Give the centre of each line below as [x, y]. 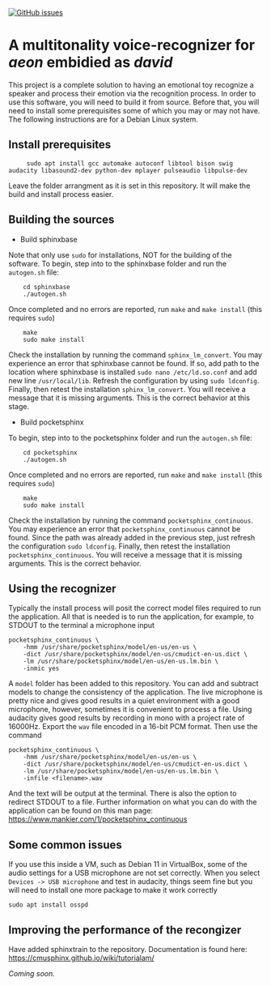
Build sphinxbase [49, 239]
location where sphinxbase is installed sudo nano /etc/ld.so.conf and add [133, 372]
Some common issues [66, 845]
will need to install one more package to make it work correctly [113, 890]
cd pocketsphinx [51, 452]
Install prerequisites [60, 145]
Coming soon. [32, 973]
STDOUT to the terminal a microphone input [82, 625]
